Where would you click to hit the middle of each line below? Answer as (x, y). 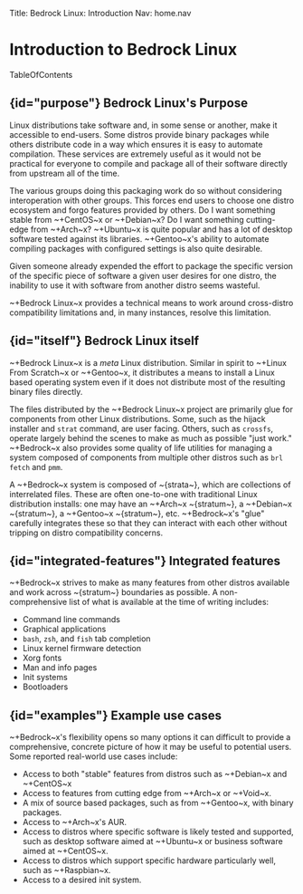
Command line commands (71, 620)
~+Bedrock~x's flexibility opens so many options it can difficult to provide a (150, 737)
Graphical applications (64, 630)
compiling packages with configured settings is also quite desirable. (136, 248)
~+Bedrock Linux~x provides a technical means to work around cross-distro (151, 303)
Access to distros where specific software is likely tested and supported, (158, 832)
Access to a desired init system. (82, 880)
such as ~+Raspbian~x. (66, 870)
